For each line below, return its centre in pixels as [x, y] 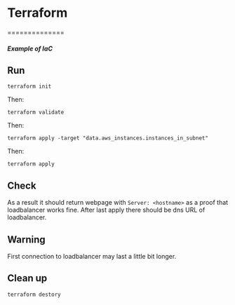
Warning [26, 239]
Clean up [27, 278]
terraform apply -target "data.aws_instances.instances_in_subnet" [108, 138]
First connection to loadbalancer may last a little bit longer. [92, 256]
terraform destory [34, 294]
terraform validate [36, 113]
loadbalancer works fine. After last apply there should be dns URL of [106, 210]
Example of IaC [30, 48]
